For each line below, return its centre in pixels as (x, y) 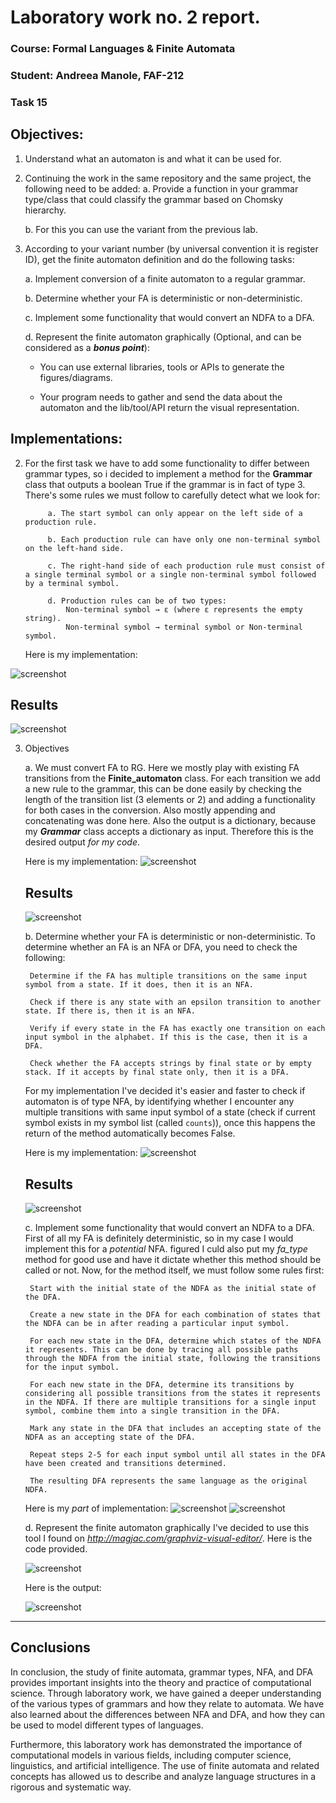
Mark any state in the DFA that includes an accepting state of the (175, 1429)
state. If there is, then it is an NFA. (110, 1011)
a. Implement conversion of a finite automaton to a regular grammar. (165, 278)
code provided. (56, 1549)
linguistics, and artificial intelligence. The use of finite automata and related (165, 1765)
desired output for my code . (82, 842)
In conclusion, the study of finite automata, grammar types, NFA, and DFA (161, 1672)
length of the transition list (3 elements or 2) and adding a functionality (170, 800)
